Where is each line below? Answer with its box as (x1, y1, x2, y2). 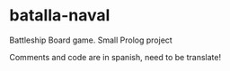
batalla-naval (9, 5, 111, 26)
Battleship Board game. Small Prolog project (9, 35, 172, 45)
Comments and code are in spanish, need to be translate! (9, 51, 222, 62)
